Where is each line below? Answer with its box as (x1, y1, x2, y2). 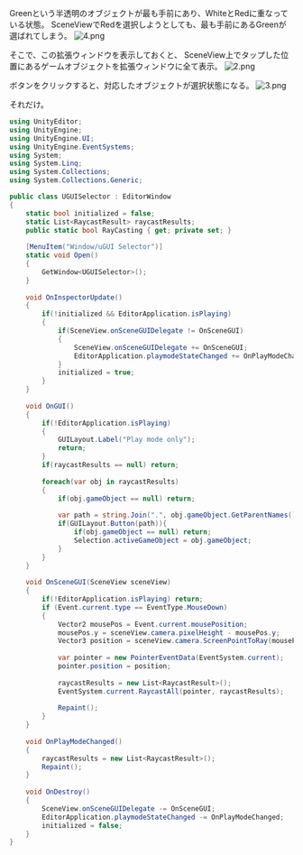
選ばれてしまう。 (9, 31, 72, 41)
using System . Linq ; (9, 159, 83, 169)
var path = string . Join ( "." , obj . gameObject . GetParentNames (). (57, 510, 300, 520)
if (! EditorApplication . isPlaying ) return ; (41, 594, 204, 603)
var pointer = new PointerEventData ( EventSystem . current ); (57, 653, 284, 663)
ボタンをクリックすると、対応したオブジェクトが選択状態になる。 (9, 80, 254, 90)
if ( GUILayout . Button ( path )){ (57, 519, 168, 529)
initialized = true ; (57, 368, 135, 377)
